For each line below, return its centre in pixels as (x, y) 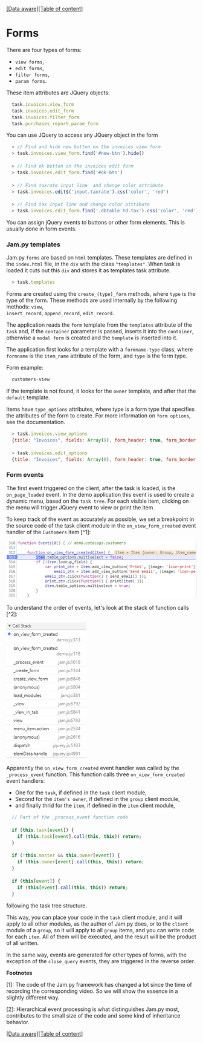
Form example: (25, 368)
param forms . (31, 80)
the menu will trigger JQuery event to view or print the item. (81, 507)
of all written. (23, 943)
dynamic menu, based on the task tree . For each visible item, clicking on (98, 501)
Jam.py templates (33, 244)
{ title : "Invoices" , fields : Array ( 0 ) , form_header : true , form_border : (105, 459)
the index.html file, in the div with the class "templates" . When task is (93, 264)
